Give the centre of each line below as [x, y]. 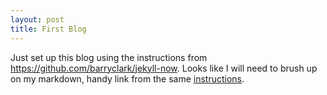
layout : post [37, 19]
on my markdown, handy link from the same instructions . [127, 78]
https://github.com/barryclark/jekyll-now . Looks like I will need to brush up [164, 68]
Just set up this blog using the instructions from [109, 57]
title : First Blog [48, 29]
